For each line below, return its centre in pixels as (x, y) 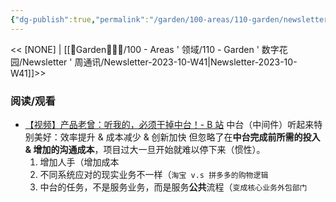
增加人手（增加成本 (79, 162)
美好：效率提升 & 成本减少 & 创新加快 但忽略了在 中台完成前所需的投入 (177, 137)
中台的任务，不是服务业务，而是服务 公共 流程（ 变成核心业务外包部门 (173, 187)
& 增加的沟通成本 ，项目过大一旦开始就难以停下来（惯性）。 (145, 149)
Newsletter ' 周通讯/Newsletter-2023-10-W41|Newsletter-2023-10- (160, 62)
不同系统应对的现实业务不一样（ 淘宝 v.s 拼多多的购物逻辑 (154, 174)
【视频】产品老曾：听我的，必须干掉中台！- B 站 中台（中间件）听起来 (169, 124)
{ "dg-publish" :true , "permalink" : (80, 19)
